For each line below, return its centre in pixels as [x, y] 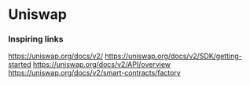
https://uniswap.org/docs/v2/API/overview [102, 65]
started [20, 65]
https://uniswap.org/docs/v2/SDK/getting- [173, 56]
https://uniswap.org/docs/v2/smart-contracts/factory [94, 73]
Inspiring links [36, 39]
